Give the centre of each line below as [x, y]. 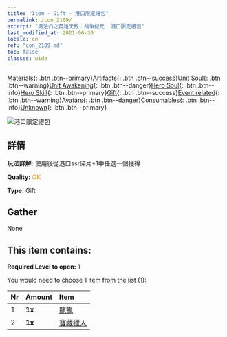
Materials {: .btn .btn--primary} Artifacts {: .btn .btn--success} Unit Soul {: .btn [114, 78]
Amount [39, 297]
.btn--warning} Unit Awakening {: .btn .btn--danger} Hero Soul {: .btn [102, 85]
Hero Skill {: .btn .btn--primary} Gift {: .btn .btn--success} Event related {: [120, 92]
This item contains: [49, 250]
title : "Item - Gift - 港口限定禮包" [58, 13]
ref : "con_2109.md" [35, 45]
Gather [22, 212]
